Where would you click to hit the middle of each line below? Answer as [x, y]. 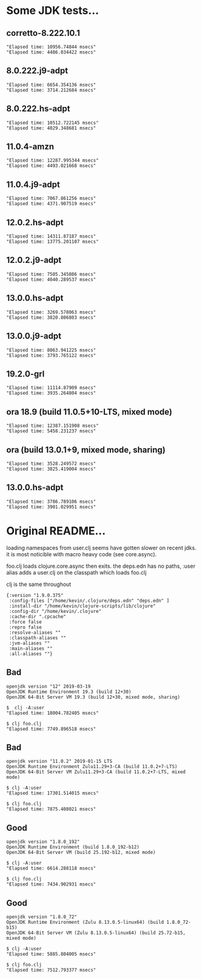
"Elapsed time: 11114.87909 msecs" [51, 388]
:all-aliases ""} [31, 653]
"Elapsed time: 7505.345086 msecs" [51, 274]
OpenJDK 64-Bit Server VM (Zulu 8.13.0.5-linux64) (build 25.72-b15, [96, 933]
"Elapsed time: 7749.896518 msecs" [51, 729]
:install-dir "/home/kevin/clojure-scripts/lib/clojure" [82, 606]
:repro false [25, 627]
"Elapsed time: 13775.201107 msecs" [52, 242]
